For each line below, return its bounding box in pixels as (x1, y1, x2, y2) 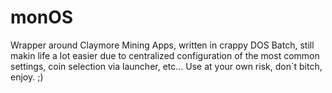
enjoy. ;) (10, 71, 44, 83)
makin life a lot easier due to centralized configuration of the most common (10, 49, 320, 61)
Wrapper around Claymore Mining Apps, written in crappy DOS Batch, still (10, 39, 315, 51)
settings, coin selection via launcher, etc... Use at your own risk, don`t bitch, (10, 60, 323, 72)
